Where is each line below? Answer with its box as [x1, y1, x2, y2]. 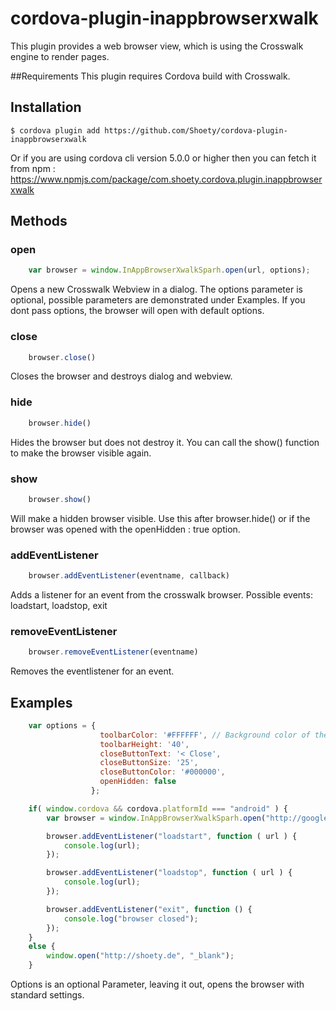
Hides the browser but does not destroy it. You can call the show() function [10, 436, 320, 448]
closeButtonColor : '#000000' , [99, 767, 226, 777]
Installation [10, 99, 82, 116]
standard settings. [10, 989, 85, 1001]
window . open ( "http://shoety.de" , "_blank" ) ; [46, 951, 235, 961]
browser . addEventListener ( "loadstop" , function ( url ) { [46, 868, 293, 878]
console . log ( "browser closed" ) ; [63, 913, 199, 924]
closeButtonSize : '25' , [99, 758, 199, 768]
